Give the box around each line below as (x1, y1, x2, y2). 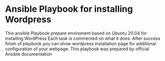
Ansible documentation (5, 51, 52, 57)
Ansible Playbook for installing (5, 3, 133, 15)
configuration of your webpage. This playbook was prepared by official (5, 46, 149, 52)
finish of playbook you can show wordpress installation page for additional (5, 40, 156, 46)
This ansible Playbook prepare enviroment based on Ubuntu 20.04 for (5, 30, 147, 36)
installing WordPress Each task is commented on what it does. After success (5, 35, 161, 41)
